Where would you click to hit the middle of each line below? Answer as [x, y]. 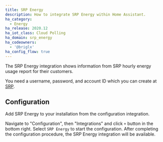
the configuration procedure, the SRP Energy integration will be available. [80, 134]
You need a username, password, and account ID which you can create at [81, 81]
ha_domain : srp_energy [29, 38]
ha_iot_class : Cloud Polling [35, 33]
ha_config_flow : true [28, 51]
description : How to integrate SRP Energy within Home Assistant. [76, 14]
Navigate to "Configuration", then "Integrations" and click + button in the [79, 123]
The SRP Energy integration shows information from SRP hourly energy [78, 66]
